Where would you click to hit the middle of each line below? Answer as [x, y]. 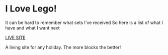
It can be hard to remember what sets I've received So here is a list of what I [84, 22]
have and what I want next [32, 27]
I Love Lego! [31, 9]
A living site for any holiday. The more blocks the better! [63, 47]
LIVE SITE [15, 37]
